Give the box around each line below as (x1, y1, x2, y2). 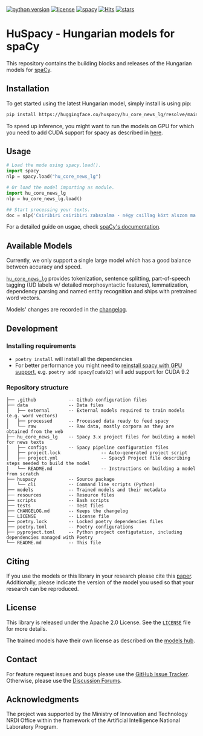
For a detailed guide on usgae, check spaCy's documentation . (6, 223, 161, 230)
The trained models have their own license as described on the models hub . (6, 637, 195, 644)
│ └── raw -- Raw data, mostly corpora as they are (6, 423, 174, 429)
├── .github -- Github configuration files (6, 397, 147, 403)
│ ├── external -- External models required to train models (6, 408, 185, 414)
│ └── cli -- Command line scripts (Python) (6, 481, 155, 488)
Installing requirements (6, 342, 77, 350)
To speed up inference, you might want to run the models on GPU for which (6, 122, 195, 129)
